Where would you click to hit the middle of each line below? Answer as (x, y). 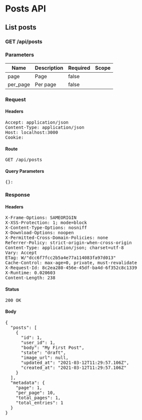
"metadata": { (27, 382)
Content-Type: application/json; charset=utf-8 (64, 248)
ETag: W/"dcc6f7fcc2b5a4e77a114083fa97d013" (61, 258)
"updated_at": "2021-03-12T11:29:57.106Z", (75, 362)
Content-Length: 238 (30, 278)
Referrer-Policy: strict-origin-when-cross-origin (68, 243)
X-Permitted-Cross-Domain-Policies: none (57, 238)
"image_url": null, (45, 357)
